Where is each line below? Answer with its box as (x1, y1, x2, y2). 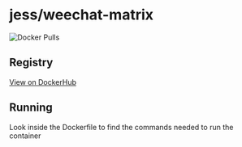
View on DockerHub (9, 77, 76, 86)
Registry (9, 56, 54, 69)
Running (9, 101, 54, 115)
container (9, 131, 41, 141)
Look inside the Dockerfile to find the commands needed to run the (9, 122, 234, 132)
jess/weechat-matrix (9, 6, 153, 24)
